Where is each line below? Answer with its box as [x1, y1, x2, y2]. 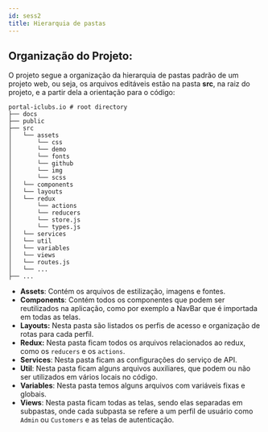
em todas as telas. [19, 312, 81, 322]
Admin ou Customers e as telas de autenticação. [19, 415, 175, 425]
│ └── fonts [8, 152, 70, 161]
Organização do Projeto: [8, 49, 133, 63]
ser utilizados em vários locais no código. [19, 372, 159, 382]
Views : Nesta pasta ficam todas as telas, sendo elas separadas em [19, 398, 243, 408]
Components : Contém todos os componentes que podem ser [19, 295, 225, 305]
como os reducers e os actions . [19, 347, 126, 356]
